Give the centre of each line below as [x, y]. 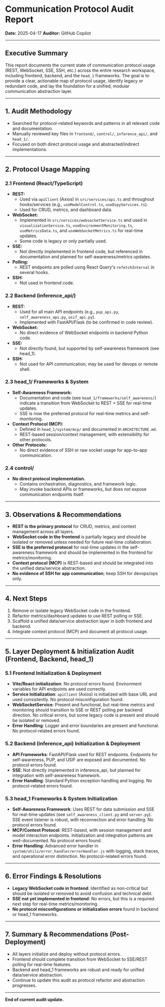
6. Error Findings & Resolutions [53, 876]
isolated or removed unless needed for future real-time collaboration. [82, 542]
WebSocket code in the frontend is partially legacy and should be [79, 537]
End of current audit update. [34, 999]
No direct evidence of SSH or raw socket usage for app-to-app [83, 450]
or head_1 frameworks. [35, 914]
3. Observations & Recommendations [63, 514]
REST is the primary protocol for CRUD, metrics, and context [74, 526]
